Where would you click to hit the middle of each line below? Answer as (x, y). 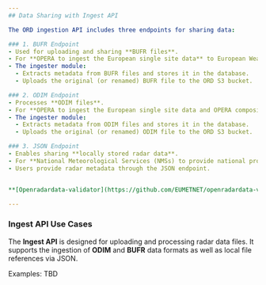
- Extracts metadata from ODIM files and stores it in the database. (132, 125)
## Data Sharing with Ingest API (63, 15)
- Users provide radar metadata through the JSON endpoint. (110, 168)
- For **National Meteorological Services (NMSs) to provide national (127, 161)
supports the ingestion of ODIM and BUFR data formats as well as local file (130, 249)
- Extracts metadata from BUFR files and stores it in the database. (132, 74)
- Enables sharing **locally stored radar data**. (93, 154)
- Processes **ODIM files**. (56, 103)
